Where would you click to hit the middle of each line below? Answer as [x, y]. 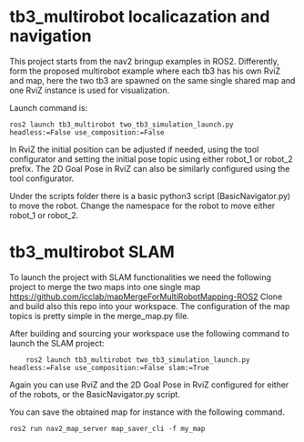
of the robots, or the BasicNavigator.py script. [95, 394]
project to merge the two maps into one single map [105, 286]
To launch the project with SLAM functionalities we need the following [140, 277]
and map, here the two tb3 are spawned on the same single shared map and [152, 80]
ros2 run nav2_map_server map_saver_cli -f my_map [107, 428]
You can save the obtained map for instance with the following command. [147, 412]
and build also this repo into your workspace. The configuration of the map [150, 306]
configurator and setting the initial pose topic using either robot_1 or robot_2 [151, 159]
